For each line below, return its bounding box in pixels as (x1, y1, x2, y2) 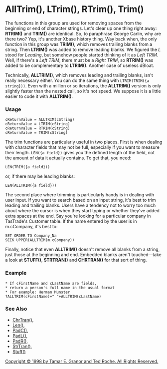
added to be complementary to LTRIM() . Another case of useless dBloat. (5, 62, 155, 68)
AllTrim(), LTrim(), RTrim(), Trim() (5, 3, 144, 15)
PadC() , (12, 327, 28, 333)
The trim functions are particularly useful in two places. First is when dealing (5, 139, 163, 145)
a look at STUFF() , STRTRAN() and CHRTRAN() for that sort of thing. (5, 257, 147, 263)
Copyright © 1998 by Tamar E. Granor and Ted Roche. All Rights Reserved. (5, 358, 159, 364)
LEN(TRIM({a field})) (5, 165, 50, 170)
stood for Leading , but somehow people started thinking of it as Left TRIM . (5, 51, 159, 58)
